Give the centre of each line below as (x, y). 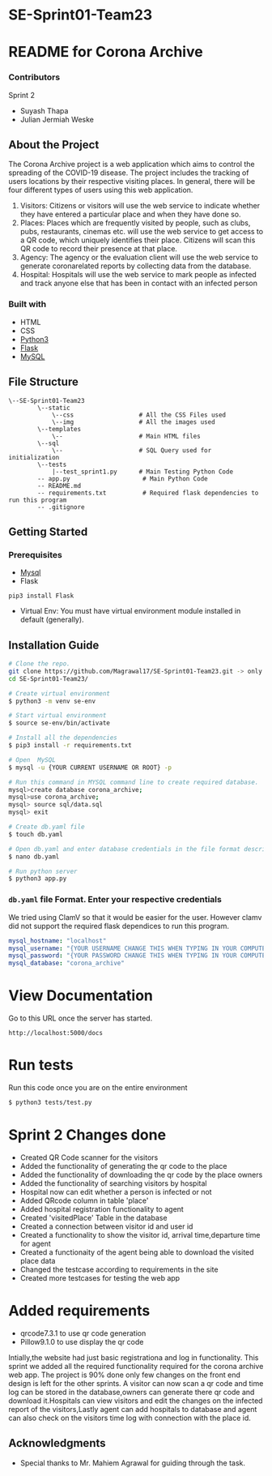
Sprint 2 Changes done (87, 1135)
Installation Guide (54, 645)
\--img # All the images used (134, 422)
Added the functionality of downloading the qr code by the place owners (141, 1174)
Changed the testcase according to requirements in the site (119, 1269)
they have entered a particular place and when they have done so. (130, 214)
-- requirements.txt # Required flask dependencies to (148, 493)
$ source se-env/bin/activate (59, 723)
